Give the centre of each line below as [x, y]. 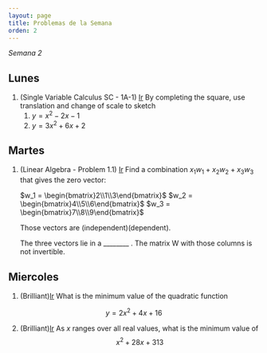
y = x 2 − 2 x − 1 [56, 115]
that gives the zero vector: [63, 180]
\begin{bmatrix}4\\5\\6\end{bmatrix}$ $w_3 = [95, 204]
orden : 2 [23, 30]
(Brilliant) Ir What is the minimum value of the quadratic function [124, 296]
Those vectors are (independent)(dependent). [95, 228]
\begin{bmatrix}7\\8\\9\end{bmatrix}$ [82, 213]
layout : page [30, 16]
